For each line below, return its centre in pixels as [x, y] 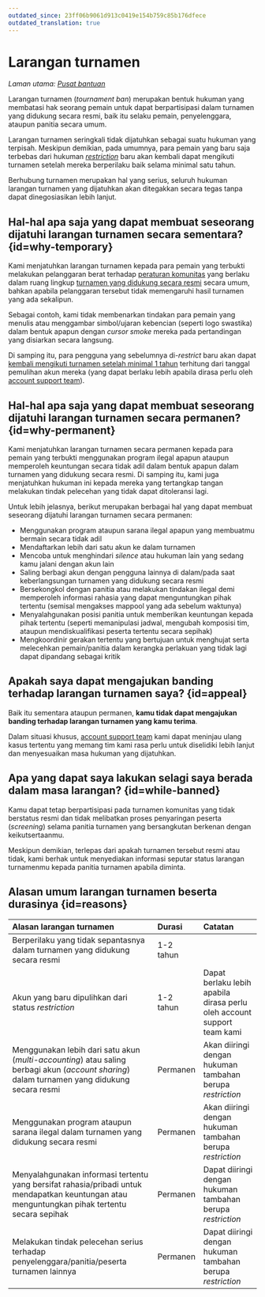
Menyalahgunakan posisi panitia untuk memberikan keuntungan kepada [136, 615]
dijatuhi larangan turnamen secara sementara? [126, 234]
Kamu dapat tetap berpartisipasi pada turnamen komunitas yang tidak [121, 810]
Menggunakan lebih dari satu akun [76, 1049]
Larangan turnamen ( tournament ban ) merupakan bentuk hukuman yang [126, 99]
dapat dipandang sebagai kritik [70, 657]
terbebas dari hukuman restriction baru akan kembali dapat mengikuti [121, 157]
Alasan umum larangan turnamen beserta [113, 892]
